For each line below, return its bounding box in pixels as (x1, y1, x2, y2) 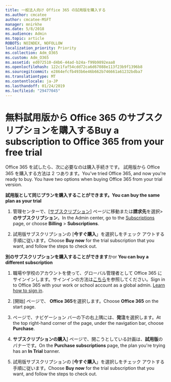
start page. (12, 304, 36, 310)
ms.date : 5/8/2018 (5, 27, 44, 32)
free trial (5, 147, 42, 158)
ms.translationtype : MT (5, 74, 56, 79)
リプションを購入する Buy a (5, 125, 119, 136)
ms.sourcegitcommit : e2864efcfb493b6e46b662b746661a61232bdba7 (5, 69, 143, 75)
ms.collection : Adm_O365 (5, 50, 58, 55)
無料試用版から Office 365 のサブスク (5, 112, 163, 123)
